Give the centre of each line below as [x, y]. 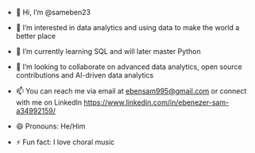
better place [35, 36]
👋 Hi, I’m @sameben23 [53, 12]
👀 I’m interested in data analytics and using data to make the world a [127, 27]
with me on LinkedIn [49, 102]
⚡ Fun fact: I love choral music [65, 142]
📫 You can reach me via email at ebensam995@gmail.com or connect [131, 91]
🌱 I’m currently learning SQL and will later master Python [108, 51]
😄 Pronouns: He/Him [50, 126]
